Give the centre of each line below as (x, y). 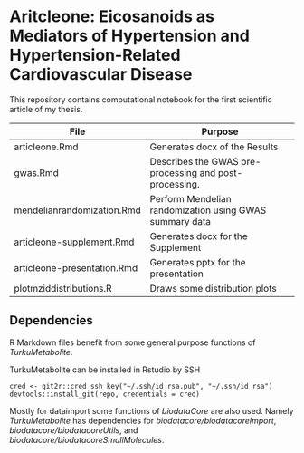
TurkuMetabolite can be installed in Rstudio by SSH (105, 370)
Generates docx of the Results (214, 147)
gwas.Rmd (36, 172)
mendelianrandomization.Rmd (78, 210)
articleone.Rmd (46, 147)
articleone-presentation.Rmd (76, 267)
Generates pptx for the (198, 262)
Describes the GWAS (195, 161)
